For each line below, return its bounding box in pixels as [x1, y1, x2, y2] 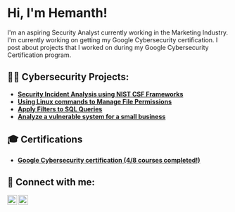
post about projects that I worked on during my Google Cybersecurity [7, 43, 209, 51]
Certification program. [7, 51, 72, 59]
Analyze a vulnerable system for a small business [17, 112, 166, 120]
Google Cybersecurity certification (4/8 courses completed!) [17, 156, 201, 164]
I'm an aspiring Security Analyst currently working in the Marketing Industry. [7, 28, 229, 37]
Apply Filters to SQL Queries [17, 104, 103, 113]
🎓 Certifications [7, 134, 83, 146]
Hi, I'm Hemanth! [7, 5, 108, 21]
